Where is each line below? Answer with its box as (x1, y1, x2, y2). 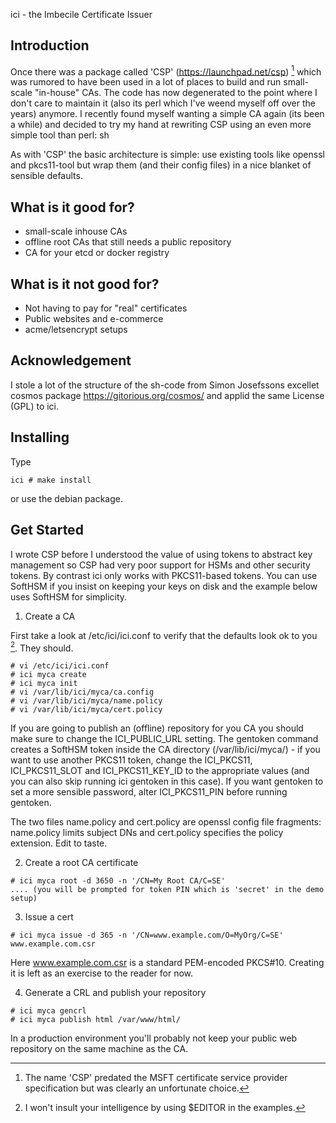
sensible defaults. (10, 170, 83, 182)
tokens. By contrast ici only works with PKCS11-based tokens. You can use (10, 569, 318, 581)
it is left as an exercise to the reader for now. (10, 967, 194, 979)
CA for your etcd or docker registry (24, 247, 170, 259)
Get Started (10, 522, 84, 539)
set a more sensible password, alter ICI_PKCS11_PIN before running (10, 786, 288, 798)
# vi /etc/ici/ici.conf (10, 661, 110, 671)
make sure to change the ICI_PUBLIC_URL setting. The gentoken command (10, 733, 319, 745)
